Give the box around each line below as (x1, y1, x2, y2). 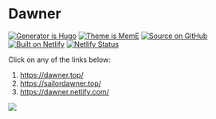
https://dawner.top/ (19, 70, 84, 79)
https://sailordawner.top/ (19, 79, 101, 88)
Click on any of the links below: (8, 55, 112, 64)
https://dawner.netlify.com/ (19, 86, 110, 96)
